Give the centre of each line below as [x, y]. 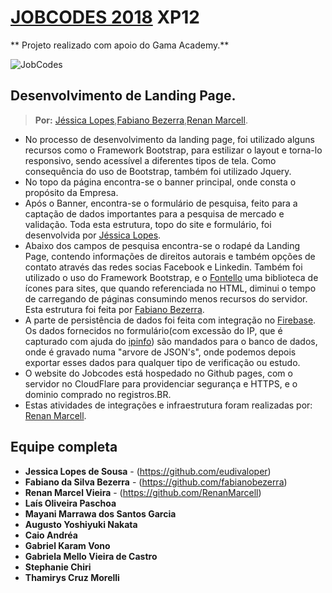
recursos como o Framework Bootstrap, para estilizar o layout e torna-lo [173, 150]
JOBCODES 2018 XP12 [105, 17]
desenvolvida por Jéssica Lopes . [93, 235]
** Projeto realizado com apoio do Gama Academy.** [120, 45]
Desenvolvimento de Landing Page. [123, 96]
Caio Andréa [51, 535]
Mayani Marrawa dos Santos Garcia [100, 513]
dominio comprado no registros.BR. [98, 394]
